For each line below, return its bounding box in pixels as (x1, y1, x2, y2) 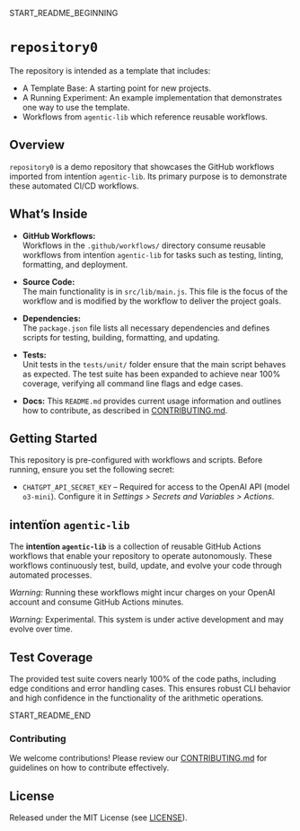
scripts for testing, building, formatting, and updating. (22, 332, 220, 342)
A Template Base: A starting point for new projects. (22, 83, 211, 93)
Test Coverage (9, 650, 93, 665)
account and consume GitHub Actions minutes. (9, 597, 184, 607)
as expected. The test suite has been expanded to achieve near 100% (22, 368, 281, 379)
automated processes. (9, 570, 93, 580)
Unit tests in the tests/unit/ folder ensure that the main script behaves (22, 358, 287, 369)
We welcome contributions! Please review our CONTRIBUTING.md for (9, 753, 268, 764)
